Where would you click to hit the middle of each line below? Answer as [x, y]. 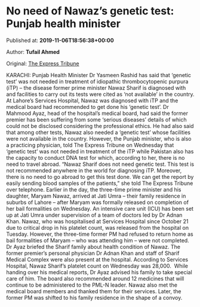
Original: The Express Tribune [43, 63]
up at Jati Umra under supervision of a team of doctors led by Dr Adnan [94, 215]
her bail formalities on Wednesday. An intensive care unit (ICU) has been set [100, 208]
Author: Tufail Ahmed [33, 51]
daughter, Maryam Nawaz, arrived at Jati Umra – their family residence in [96, 196]
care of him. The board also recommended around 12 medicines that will [95, 278]
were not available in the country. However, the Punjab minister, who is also [99, 138]
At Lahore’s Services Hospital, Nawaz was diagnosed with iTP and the [92, 101]
